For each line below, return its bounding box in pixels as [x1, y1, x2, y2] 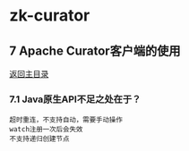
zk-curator [9, 5, 90, 26]
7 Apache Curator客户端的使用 [9, 43, 181, 58]
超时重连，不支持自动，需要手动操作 [9, 115, 124, 125]
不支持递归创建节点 [9, 135, 70, 144]
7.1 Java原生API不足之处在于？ [9, 93, 142, 105]
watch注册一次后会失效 [9, 125, 83, 134]
